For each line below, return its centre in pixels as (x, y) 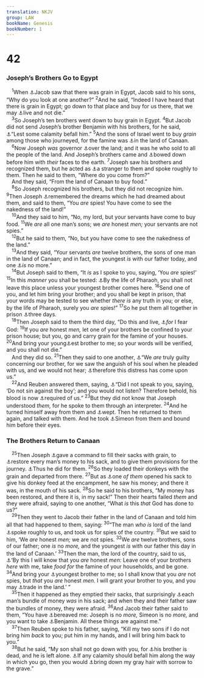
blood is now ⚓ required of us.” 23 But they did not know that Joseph (91, 397)
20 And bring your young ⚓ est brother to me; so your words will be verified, (100, 343)
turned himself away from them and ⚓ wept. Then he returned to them (94, 412)
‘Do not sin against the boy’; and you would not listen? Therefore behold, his (102, 391)
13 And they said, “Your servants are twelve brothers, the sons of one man (104, 251)
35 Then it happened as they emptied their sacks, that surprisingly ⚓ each (103, 594)
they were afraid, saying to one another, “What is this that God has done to (100, 503)
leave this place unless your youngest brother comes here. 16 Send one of (98, 287)
